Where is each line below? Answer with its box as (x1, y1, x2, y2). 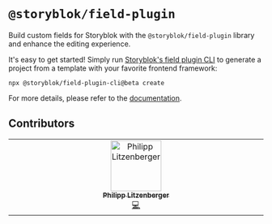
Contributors (8, 117, 75, 131)
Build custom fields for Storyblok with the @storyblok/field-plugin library (8, 30, 255, 40)
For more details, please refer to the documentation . (8, 93, 182, 103)
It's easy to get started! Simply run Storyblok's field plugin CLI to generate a (8, 54, 261, 64)
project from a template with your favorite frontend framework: (8, 63, 218, 73)
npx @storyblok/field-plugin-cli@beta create (8, 79, 164, 87)
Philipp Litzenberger (102, 190, 170, 200)
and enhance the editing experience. (8, 39, 131, 49)
